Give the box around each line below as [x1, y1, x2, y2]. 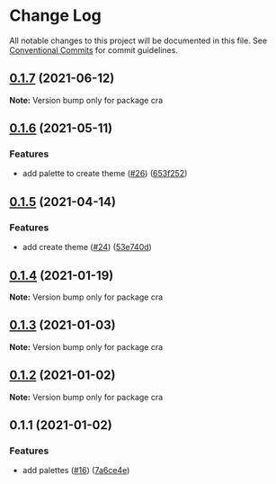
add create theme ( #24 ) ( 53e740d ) [22, 242, 153, 253]
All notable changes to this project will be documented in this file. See [9, 35, 268, 46]
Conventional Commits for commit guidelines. [9, 44, 178, 55]
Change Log [9, 5, 102, 26]
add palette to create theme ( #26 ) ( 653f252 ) [22, 168, 188, 179]
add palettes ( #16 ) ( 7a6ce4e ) [22, 465, 130, 476]
